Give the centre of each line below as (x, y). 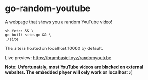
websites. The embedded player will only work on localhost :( (69, 72)
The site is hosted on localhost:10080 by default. (54, 48)
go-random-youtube (48, 8)
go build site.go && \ (28, 35)
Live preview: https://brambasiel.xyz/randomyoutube (58, 57)
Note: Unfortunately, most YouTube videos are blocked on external (74, 67)
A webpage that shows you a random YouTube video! (59, 22)
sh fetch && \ (20, 31)
